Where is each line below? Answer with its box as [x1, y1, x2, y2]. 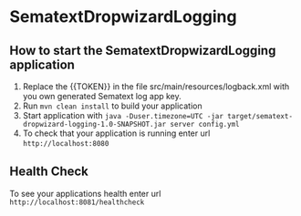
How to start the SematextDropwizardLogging [9, 43, 276, 58]
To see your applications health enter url [9, 188, 161, 199]
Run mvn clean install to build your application [22, 100, 202, 111]
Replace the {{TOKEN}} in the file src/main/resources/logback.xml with [22, 81, 290, 92]
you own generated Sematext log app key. [22, 91, 182, 101]
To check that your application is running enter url [22, 128, 211, 139]
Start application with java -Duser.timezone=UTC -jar [22, 110, 223, 120]
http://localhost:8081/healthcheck [9, 198, 145, 207]
